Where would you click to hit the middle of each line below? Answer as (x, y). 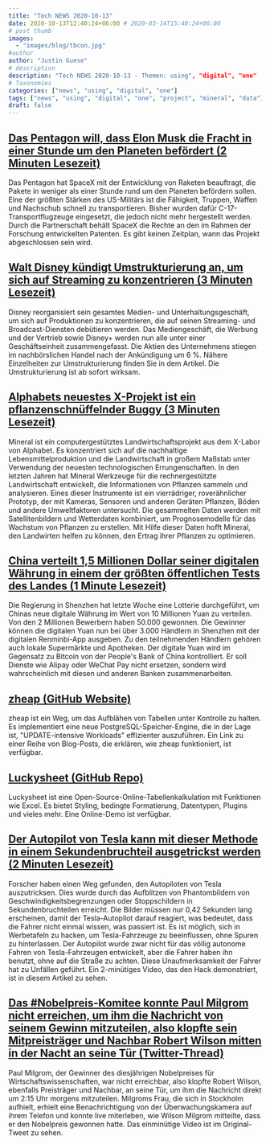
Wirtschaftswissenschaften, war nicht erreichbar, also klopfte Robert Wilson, (135, 1081)
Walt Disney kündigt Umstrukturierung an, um (126, 267)
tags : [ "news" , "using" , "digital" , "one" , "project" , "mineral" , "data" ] (136, 98)
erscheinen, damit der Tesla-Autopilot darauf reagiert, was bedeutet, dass (131, 918)
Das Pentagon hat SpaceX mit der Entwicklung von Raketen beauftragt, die (132, 182)
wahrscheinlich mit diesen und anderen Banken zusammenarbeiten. (121, 674)
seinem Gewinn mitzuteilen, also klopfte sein (123, 1029)
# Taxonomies (30, 83)
